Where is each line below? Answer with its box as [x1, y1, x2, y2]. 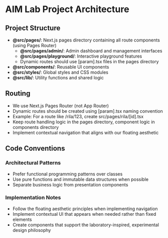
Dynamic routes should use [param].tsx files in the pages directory [20, 59, 159, 64]
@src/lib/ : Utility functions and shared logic [12, 75, 104, 80]
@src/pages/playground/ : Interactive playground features [20, 53, 142, 59]
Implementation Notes [5, 194, 62, 201]
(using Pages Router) [12, 42, 57, 49]
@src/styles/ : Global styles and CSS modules [12, 69, 108, 75]
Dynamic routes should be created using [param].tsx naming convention [12, 108, 163, 114]
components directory [12, 124, 59, 130]
